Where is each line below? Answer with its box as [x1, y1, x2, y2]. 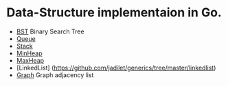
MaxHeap [16, 56, 45, 64]
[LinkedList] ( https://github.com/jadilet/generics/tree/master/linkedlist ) [16, 63, 216, 72]
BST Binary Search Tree [16, 27, 84, 35]
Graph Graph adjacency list [16, 70, 94, 79]
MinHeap [16, 49, 43, 57]
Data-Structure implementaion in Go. [6, 5, 223, 20]
